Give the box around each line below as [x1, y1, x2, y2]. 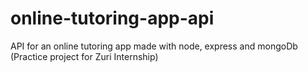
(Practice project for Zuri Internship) [10, 50, 159, 62]
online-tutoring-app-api [10, 7, 215, 30]
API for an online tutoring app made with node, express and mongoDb [10, 40, 298, 52]
